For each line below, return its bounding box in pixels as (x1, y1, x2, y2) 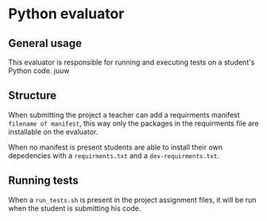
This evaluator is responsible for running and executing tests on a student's (8, 57, 255, 67)
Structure (8, 89, 57, 103)
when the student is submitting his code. (8, 204, 141, 213)
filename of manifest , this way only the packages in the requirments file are (8, 118, 259, 128)
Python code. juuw (8, 66, 70, 76)
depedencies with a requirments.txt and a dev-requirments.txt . (8, 150, 220, 160)
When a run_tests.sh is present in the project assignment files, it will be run (8, 195, 257, 204)
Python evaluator (8, 5, 125, 23)
